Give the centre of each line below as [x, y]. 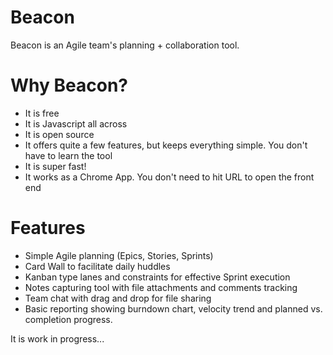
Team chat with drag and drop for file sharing [118, 298]
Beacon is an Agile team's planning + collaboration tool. [125, 45]
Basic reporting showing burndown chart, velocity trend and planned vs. [173, 308]
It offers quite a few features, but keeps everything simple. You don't [166, 145]
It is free [42, 113]
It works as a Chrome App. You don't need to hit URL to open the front [169, 177]
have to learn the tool [68, 155]
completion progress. [68, 319]
